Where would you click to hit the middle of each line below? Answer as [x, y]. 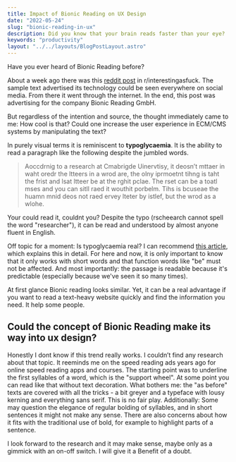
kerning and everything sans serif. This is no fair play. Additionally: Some [113, 400]
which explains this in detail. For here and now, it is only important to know [115, 254]
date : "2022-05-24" [36, 20]
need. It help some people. [46, 305]
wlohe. [34, 204]
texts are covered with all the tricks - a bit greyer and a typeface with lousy [116, 392]
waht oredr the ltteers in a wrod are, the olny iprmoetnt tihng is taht [122, 174]
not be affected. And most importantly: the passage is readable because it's [117, 268]
